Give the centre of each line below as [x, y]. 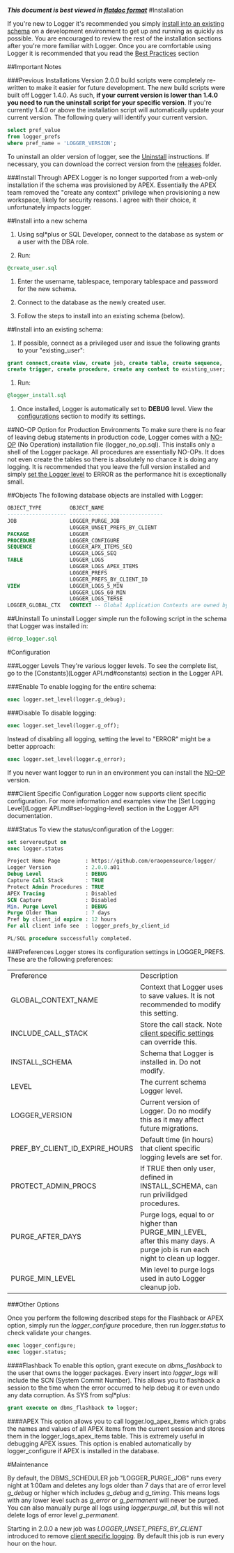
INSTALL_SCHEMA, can [179, 1186]
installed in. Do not [171, 1062]
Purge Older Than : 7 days [59, 913]
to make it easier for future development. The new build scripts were [127, 88]
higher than [159, 1223]
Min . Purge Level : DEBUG [57, 907]
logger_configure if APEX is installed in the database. [83, 1450]
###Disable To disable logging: [52, 713]
